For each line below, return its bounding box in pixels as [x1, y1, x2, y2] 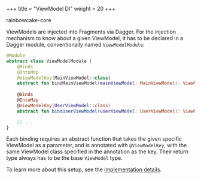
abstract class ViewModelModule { [6, 58, 93, 64]
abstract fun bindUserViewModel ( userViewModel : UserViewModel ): [17, 108, 181, 114]
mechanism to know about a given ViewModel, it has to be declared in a [6, 35, 184, 41]
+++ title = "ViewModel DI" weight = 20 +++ [6, 5, 115, 12]
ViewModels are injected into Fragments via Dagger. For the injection [6, 28, 176, 35]
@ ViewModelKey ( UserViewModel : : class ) [17, 102, 111, 108]
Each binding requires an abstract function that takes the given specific [6, 135, 182, 142]
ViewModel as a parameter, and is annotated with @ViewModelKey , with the [6, 142, 187, 149]
